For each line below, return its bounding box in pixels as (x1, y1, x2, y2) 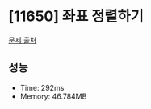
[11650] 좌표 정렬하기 (8, 7, 144, 26)
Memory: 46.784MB (19, 91, 87, 101)
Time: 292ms (19, 83, 65, 92)
